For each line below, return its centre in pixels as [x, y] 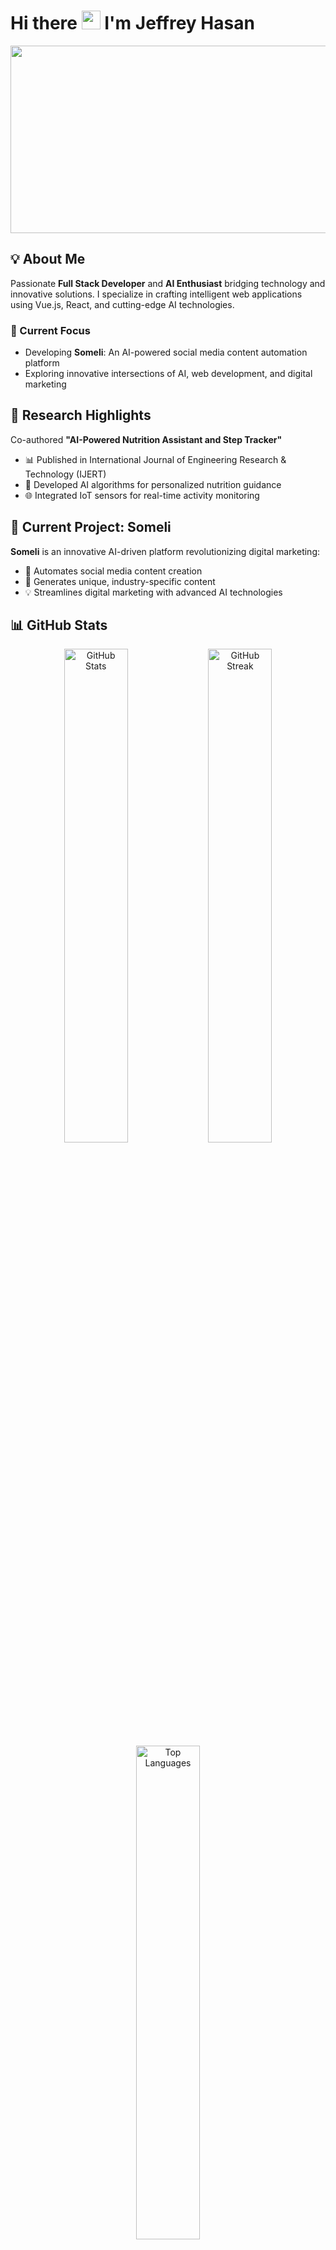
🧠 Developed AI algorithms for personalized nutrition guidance [153, 484]
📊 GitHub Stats [59, 625]
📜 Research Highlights [81, 415]
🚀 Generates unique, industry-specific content [120, 581]
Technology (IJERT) [65, 474]
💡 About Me [48, 259]
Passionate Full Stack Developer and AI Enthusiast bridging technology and [168, 283]
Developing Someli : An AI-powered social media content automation [166, 352]
